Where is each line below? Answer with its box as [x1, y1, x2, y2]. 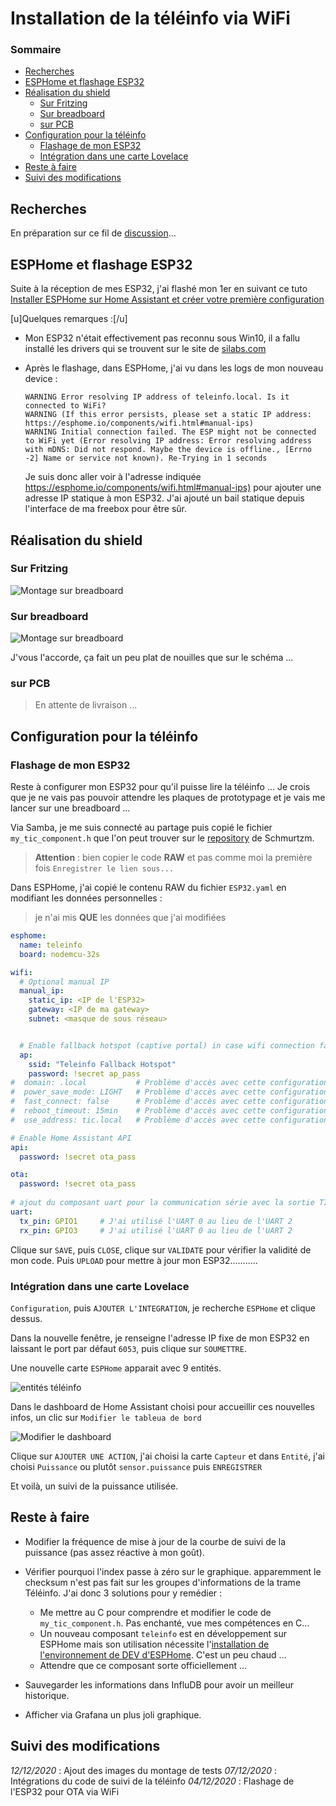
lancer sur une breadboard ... [10, 802, 131, 814]
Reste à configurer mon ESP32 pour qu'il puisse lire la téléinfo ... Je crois [10, 781, 311, 793]
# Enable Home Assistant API [10, 1133, 132, 1143]
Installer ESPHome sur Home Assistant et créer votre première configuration [10, 293, 325, 306]
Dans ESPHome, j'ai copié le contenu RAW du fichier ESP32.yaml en [10, 882, 287, 894]
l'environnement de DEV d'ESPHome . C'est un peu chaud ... [39, 1648, 287, 1661]
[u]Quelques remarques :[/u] [10, 313, 128, 325]
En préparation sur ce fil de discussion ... [10, 227, 177, 239]
